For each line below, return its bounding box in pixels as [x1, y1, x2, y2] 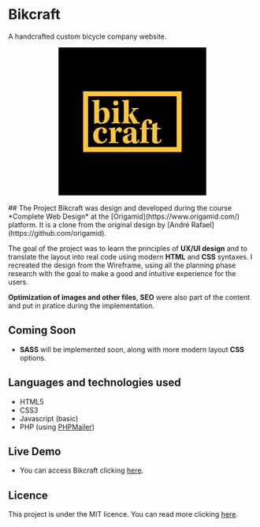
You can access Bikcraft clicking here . [19, 465, 144, 475]
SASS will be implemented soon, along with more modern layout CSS [19, 345, 245, 354]
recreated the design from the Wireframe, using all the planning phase [8, 260, 236, 270]
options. [19, 353, 46, 362]
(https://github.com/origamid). [8, 228, 107, 237]
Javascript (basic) [19, 413, 79, 423]
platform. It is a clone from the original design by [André [8, 219, 190, 230]
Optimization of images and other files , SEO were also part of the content [8, 292, 251, 301]
